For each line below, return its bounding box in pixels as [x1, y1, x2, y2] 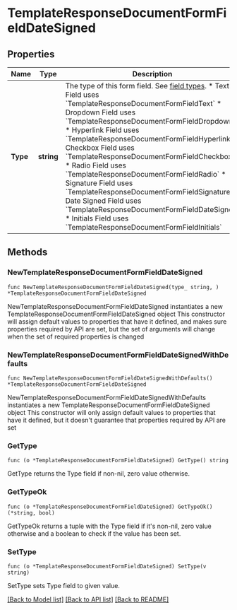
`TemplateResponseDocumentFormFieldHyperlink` [65, 134, 233, 143]
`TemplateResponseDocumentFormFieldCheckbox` [65, 152, 235, 161]
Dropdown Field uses [65, 107, 136, 117]
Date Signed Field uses [65, 196, 142, 206]
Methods [7, 246, 48, 259]
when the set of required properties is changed [7, 332, 145, 341]
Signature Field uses [65, 178, 133, 188]
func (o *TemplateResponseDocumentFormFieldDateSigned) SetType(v [7, 563, 207, 570]
